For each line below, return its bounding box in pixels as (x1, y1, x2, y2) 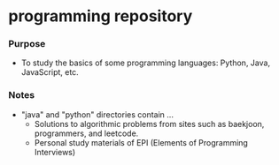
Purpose (8, 38, 46, 50)
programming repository (8, 6, 193, 26)
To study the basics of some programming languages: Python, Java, (20, 57, 271, 68)
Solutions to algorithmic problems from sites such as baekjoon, (34, 118, 265, 129)
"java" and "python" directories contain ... (20, 109, 174, 120)
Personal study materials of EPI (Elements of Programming (34, 137, 249, 147)
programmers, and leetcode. (34, 128, 139, 139)
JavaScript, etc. (20, 67, 79, 78)
